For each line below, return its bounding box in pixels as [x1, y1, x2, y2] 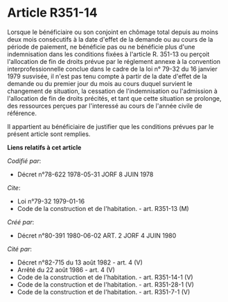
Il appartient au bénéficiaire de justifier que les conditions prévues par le [7, 122, 214, 131]
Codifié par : [7, 156, 42, 165]
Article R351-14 [7, 5, 98, 21]
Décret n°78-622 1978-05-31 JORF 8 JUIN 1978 [17, 170, 154, 178]
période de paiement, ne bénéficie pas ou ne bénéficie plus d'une [7, 42, 195, 51]
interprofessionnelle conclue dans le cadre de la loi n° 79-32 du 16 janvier [7, 65, 218, 73]
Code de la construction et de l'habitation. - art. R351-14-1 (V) [17, 273, 193, 281]
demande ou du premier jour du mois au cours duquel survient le [7, 79, 193, 87]
